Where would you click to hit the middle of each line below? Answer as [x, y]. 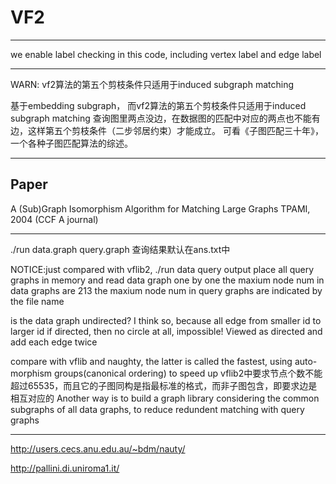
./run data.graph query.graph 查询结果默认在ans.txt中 [120, 249]
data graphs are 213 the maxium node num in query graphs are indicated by [166, 290]
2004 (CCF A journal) [54, 219]
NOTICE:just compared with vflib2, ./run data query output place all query [162, 269]
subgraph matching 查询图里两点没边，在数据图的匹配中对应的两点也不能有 [165, 118]
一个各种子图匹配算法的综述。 [71, 143]
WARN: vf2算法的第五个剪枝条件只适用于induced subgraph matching [152, 84]
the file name [37, 301]
